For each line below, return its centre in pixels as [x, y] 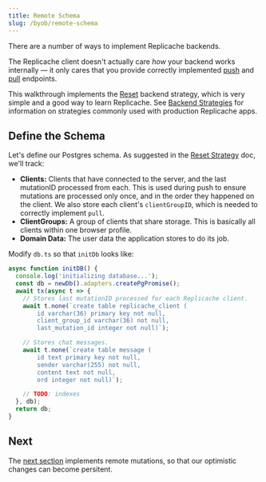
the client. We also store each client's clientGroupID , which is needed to [139, 205]
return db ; [34, 409]
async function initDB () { [53, 269]
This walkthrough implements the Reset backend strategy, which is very [127, 94]
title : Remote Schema [44, 16]
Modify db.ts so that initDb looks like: [71, 254]
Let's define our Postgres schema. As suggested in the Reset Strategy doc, [132, 155]
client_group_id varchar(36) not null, [103, 321]
